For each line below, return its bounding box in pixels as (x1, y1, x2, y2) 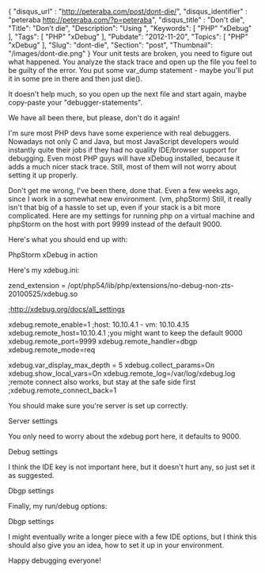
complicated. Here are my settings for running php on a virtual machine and (8, 211, 256, 220)
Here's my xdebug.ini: (8, 265, 80, 275)
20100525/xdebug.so (8, 289, 78, 298)
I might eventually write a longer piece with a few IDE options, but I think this (8, 532, 257, 541)
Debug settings (8, 447, 58, 456)
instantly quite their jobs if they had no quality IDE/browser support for (8, 146, 238, 154)
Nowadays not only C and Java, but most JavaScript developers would (8, 137, 239, 146)
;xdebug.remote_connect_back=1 (8, 385, 117, 395)
